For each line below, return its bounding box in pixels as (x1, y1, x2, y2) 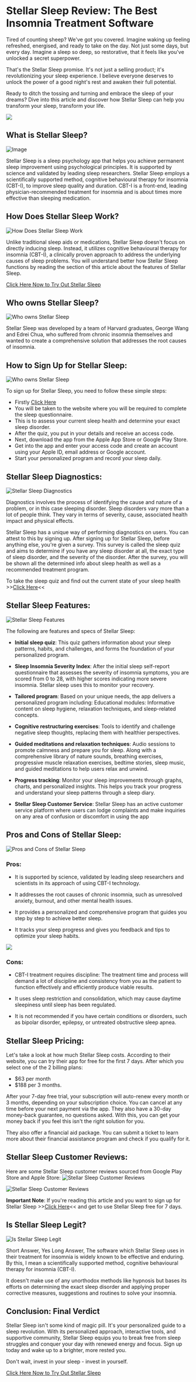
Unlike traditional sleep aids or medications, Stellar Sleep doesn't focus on (6, 239, 185, 246)
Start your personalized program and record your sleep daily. (14, 455, 162, 462)
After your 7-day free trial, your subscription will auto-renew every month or (6, 1093, 190, 1100)
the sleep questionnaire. (14, 411, 73, 418)
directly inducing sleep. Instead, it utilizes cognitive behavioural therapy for (6, 244, 187, 251)
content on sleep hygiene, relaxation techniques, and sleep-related (14, 705, 177, 712)
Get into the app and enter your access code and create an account (14, 442, 178, 450)
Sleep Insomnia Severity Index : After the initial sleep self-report (14, 662, 170, 669)
